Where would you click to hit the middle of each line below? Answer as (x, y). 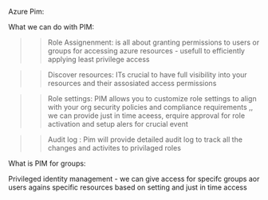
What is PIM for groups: (47, 163)
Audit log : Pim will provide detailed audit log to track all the (145, 139)
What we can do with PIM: (51, 27)
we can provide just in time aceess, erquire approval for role (146, 116)
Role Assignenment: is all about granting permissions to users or (154, 42)
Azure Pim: (26, 12)
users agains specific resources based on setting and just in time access (128, 187)
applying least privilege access (99, 59)
